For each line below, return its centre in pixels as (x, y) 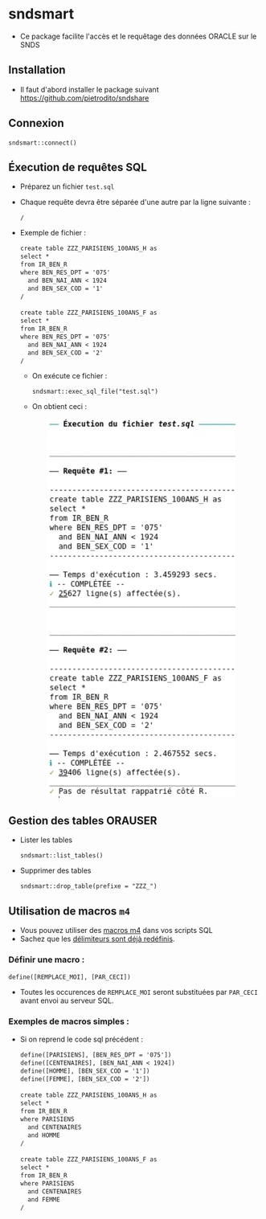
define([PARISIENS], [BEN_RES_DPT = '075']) (96, 1055)
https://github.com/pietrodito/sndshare (84, 98)
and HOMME (44, 1135)
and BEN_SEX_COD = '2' (65, 353)
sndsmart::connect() (43, 143)
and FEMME (44, 1199)
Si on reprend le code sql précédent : (81, 1039)
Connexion (36, 123)
